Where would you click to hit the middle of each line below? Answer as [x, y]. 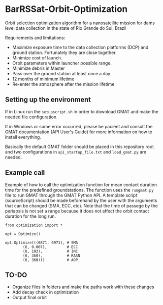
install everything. [23, 137]
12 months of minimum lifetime [43, 79]
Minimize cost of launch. [37, 57]
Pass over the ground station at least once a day [61, 73]
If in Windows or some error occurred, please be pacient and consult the [79, 126]
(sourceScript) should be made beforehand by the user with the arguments [81, 200]
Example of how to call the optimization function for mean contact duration [81, 185]
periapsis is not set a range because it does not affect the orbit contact [77, 211]
